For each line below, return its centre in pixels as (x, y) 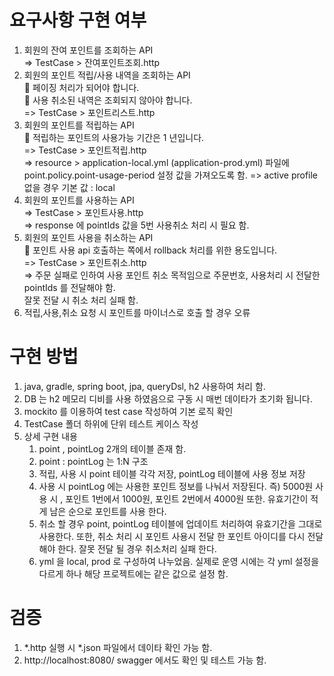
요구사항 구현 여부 (78, 20)
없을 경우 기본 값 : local (69, 187)
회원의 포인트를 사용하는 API (79, 200)
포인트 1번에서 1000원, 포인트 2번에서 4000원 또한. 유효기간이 (187, 498)
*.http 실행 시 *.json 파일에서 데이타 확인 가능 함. (118, 647)
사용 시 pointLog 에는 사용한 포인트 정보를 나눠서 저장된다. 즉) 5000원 (176, 486)
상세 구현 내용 (50, 436)
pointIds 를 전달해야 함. (69, 287)
